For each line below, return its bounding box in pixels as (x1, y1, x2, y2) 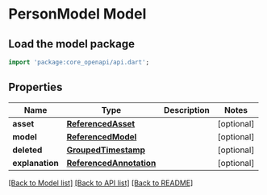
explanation (12, 157, 59, 168)
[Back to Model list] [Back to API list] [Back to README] (8, 178, 194, 188)
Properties (8, 81, 63, 94)
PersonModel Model (8, 5, 147, 23)
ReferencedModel (66, 131, 137, 142)
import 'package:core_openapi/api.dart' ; (8, 58, 150, 66)
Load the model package (8, 37, 136, 51)
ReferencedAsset (66, 118, 136, 129)
